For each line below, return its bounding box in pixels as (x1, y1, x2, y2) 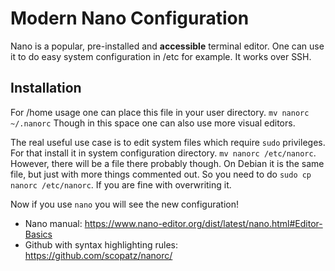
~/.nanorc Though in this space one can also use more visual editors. (10, 117, 296, 129)
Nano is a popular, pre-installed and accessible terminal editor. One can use (10, 40, 325, 52)
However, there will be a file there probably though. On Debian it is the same (10, 157, 325, 169)
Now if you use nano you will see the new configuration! (10, 198, 240, 210)
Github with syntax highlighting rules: (24, 238, 179, 251)
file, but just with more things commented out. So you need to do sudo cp (10, 168, 312, 180)
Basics (24, 228, 53, 240)
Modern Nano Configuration (10, 7, 250, 30)
